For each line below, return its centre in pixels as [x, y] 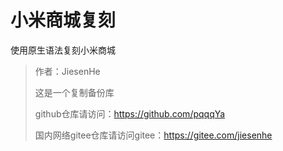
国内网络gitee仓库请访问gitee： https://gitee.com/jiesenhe [153, 135]
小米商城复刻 [63, 20]
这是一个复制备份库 [74, 92]
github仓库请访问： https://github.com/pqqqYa [130, 113]
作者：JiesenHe [67, 71]
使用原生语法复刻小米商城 [63, 50]
